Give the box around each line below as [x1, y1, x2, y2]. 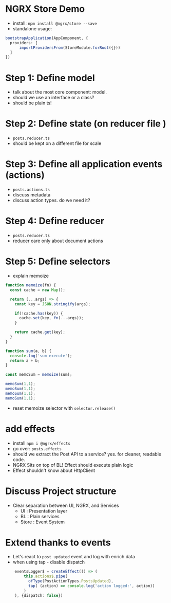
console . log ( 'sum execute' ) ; [10, 353, 72, 358]
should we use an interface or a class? [12, 95, 94, 101]
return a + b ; [10, 358, 40, 363]
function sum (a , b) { [5, 348, 52, 354]
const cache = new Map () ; [10, 287, 66, 293]
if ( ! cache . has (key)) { [14, 310, 63, 316]
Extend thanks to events [5, 537, 111, 548]
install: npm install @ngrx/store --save [12, 20, 97, 26]
